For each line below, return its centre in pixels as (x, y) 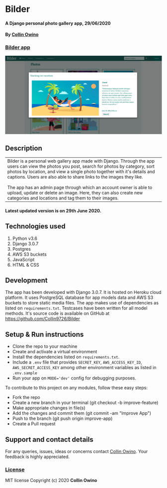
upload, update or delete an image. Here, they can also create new (75, 193)
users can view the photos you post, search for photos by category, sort (81, 166)
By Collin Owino (22, 35)
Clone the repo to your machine (45, 346)
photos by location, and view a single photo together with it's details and (81, 171)
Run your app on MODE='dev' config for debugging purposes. (74, 378)
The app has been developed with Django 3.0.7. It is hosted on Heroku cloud (83, 293)
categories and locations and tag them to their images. (63, 198)
